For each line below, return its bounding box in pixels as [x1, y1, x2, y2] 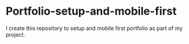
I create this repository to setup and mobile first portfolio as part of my [6, 24, 183, 32]
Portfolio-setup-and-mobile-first [6, 4, 177, 18]
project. [6, 31, 26, 38]
